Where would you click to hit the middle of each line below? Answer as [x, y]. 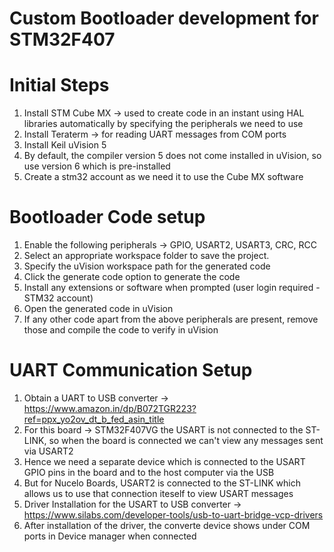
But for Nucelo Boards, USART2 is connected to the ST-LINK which [162, 483]
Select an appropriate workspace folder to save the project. [146, 256]
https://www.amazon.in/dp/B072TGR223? [110, 408]
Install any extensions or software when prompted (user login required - [172, 288]
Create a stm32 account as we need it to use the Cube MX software [163, 177]
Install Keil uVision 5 [65, 145]
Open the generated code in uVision [98, 309]
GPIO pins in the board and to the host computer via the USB [149, 472]
